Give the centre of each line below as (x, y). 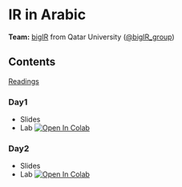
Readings (24, 81)
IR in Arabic (47, 15)
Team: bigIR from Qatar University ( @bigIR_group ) (91, 37)
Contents (32, 62)
